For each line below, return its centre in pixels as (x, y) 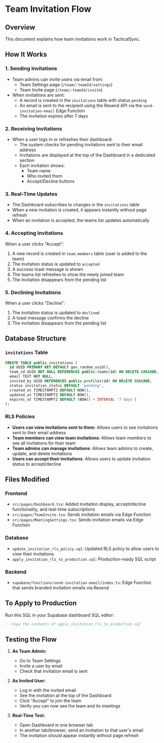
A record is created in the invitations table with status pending (83, 100)
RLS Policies (20, 417)
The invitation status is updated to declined (56, 312)
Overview (20, 27)
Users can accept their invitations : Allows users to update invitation (81, 458)
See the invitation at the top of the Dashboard (65, 696)
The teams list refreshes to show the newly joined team (68, 274)
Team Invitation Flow (48, 9)
